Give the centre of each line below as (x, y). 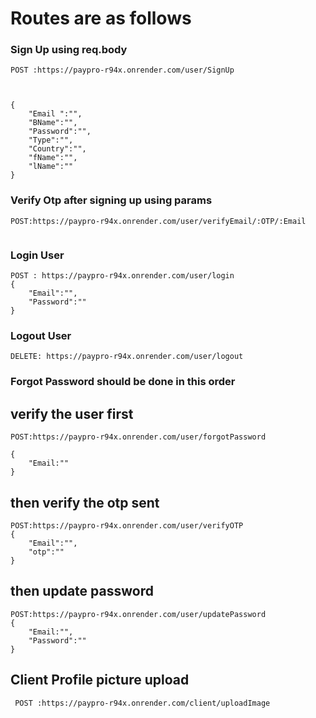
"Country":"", (57, 149)
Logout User (41, 335)
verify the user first (72, 413)
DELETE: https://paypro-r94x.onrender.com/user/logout (127, 357)
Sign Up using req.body (69, 50)
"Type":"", (51, 140)
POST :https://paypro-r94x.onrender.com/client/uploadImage (142, 703)
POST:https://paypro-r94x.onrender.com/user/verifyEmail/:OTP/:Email (158, 221)
